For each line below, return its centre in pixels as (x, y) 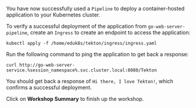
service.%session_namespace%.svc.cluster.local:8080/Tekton (82, 70)
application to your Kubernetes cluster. (53, 15)
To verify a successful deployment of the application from (76, 26)
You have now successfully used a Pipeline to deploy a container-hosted (95, 9)
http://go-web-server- (47, 65)
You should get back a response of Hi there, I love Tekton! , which (90, 81)
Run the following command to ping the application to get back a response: (97, 54)
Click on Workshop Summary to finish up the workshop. (75, 99)
